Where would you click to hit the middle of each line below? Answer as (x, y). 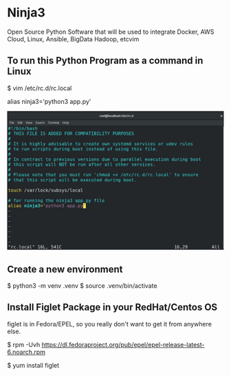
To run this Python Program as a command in (105, 61)
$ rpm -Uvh (24, 344)
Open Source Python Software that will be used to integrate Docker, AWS (111, 32)
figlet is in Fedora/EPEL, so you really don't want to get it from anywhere (109, 324)
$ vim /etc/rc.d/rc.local (40, 88)
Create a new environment (65, 269)
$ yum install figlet (33, 365)
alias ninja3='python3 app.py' (49, 101)
